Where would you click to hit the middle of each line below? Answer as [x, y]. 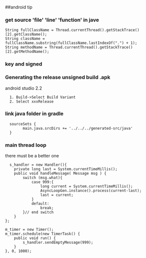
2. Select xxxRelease [32, 101]
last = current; [57, 195]
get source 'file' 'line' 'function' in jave [52, 20]
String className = [25, 39]
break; [47, 208]
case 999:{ [43, 182]
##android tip [19, 7]
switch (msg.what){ [43, 178]
